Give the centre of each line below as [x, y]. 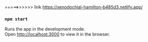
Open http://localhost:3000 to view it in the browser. [57, 34]
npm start [16, 19]
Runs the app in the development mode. [45, 29]
